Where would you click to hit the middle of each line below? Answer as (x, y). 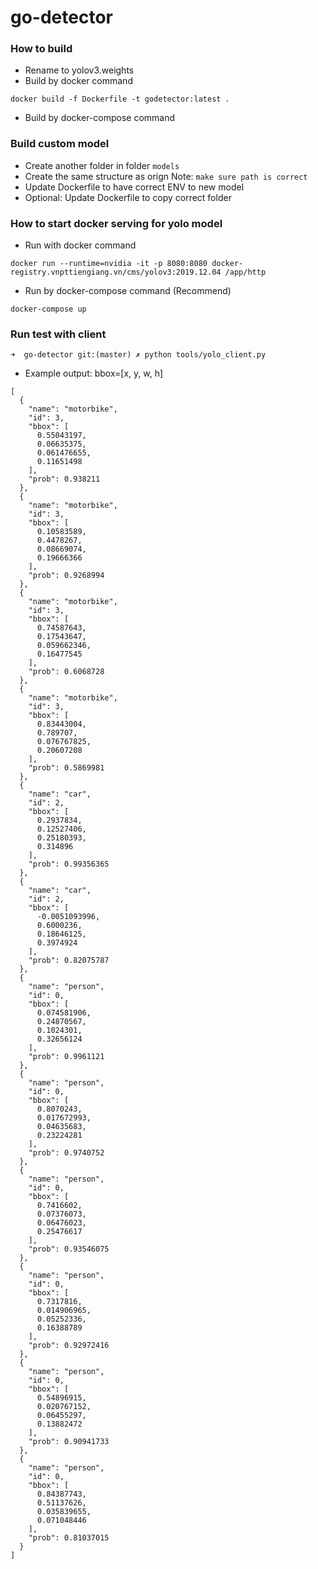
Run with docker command (80, 245)
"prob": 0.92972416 (69, 1346)
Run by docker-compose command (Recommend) (128, 291)
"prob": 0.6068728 (66, 672)
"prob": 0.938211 (64, 479)
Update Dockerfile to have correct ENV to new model (134, 187)
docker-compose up (48, 309)
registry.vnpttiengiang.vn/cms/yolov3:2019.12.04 (116, 272)
